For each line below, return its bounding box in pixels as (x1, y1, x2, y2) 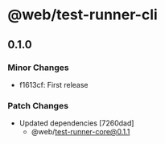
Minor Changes (7, 62, 69, 73)
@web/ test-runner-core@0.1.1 (31, 127, 130, 137)
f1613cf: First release (19, 80, 89, 89)
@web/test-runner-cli (7, 6, 158, 24)
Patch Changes (7, 100, 69, 111)
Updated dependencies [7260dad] (19, 118, 134, 128)
